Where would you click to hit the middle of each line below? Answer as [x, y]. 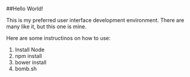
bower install [30, 62]
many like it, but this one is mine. [46, 27]
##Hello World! [25, 9]
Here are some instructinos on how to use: [59, 38]
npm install [28, 56]
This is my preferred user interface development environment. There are [95, 20]
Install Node [30, 50]
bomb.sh [26, 69]
